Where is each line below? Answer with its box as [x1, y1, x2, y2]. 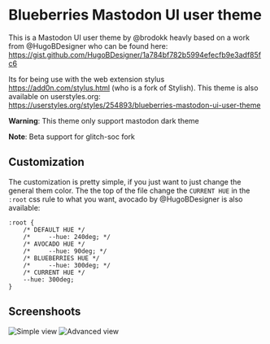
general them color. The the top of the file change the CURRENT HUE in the [8, 185, 250, 195]
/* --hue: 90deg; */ [23, 246, 107, 255]
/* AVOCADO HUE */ [23, 240, 85, 248]
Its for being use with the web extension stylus [8, 74, 165, 84]
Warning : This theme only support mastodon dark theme [8, 115, 199, 125]
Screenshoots [8, 305, 81, 319]
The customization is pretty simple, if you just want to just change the [8, 176, 242, 186]
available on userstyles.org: [8, 91, 101, 101]
